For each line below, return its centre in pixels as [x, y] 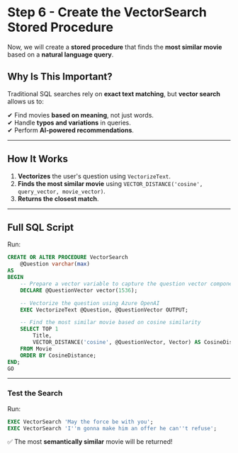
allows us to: [26, 101]
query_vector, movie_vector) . [62, 191]
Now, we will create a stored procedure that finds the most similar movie [115, 47]
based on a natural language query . [61, 55]
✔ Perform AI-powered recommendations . [71, 130]
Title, [42, 336]
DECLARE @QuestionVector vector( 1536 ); [79, 290]
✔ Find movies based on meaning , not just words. [81, 115]
